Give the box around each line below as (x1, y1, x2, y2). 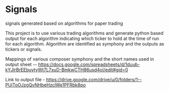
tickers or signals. (5, 46, 43, 52)
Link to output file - (5, 76, 46, 82)
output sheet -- (5, 61, 37, 67)
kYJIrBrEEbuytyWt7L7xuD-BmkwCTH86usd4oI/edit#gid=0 (5, 67, 128, 73)
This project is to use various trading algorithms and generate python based (5, 30, 163, 36)
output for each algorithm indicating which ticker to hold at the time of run (5, 35, 159, 41)
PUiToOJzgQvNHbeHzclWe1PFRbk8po (5, 82, 86, 88)
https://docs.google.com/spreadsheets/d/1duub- (37, 61, 140, 67)
